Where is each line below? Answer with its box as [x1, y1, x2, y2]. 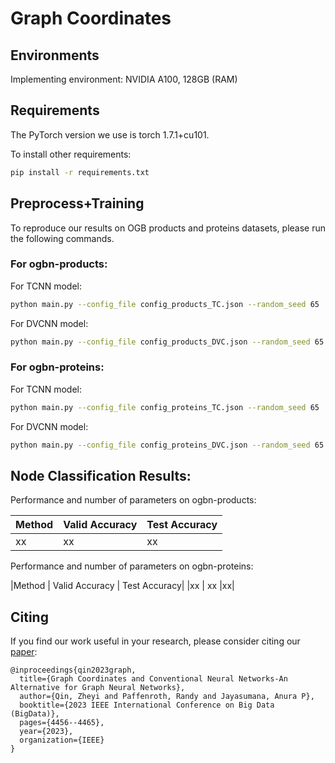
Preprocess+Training [10, 195, 145, 212]
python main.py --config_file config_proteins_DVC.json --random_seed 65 [10, 440, 325, 450]
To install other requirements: [10, 148, 132, 160]
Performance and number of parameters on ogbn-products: [10, 494, 257, 506]
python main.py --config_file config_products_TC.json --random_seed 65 [10, 299, 320, 309]
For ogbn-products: [10, 257, 108, 271]
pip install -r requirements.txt [10, 167, 150, 177]
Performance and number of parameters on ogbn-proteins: [10, 560, 254, 572]
